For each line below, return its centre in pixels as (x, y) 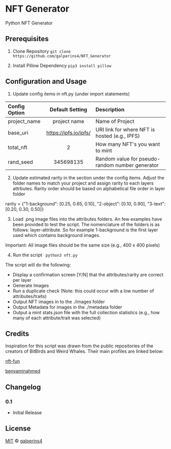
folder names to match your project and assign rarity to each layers (83, 183)
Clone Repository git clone (42, 51)
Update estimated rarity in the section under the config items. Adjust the (88, 177)
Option (16, 112)
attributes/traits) (30, 296)
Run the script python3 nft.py (45, 255)
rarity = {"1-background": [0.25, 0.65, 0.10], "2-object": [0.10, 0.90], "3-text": (85, 203)
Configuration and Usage (46, 82)
